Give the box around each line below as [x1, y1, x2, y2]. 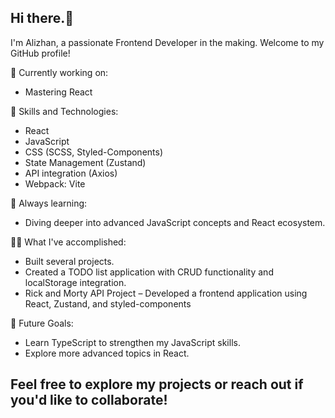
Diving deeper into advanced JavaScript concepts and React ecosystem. [24, 216, 326, 228]
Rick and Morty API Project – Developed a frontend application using [24, 287, 308, 299]
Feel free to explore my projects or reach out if [10, 376, 304, 393]
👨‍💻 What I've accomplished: [10, 236, 127, 248]
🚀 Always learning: [10, 197, 88, 209]
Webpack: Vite [24, 177, 86, 190]
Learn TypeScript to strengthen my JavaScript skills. [24, 336, 241, 348]
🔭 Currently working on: [10, 66, 109, 78]
